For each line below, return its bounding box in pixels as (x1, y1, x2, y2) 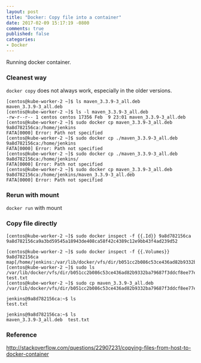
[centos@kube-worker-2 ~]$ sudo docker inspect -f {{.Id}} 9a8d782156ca (6, 233, 191, 239)
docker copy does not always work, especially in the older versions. (6, 87, 172, 94)
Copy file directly (6, 219, 57, 228)
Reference (6, 330, 37, 338)
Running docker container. (6, 58, 72, 66)
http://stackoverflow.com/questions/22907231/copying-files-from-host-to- (6, 344, 191, 352)
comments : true (6, 25, 44, 32)
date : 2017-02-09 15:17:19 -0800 (6, 20, 90, 26)
